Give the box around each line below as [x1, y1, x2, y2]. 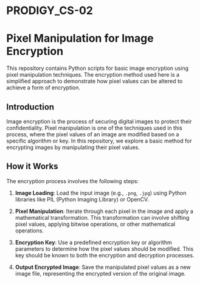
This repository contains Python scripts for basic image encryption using [6, 65, 188, 72]
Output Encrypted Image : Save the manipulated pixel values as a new [15, 263, 191, 271]
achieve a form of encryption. [6, 84, 81, 91]
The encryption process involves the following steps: [6, 177, 139, 184]
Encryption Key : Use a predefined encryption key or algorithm [15, 239, 172, 246]
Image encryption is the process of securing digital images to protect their [6, 117, 192, 125]
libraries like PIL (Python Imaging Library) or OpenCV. [15, 195, 149, 203]
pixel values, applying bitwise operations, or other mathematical [15, 220, 176, 228]
